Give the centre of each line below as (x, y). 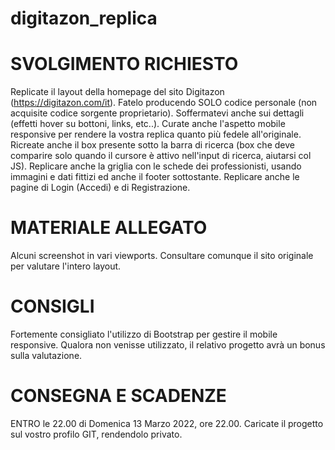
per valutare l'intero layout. (66, 266)
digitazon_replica (84, 18)
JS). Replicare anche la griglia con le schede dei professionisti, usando (156, 166)
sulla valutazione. (46, 355)
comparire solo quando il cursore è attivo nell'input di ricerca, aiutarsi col (161, 156)
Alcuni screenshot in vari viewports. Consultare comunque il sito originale (162, 256)
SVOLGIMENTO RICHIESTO (124, 64)
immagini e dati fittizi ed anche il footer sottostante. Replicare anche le (155, 177)
